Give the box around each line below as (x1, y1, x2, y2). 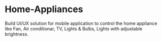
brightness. (5, 31, 29, 37)
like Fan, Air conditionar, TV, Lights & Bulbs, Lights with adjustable (5, 25, 143, 31)
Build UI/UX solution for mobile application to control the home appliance (5, 20, 157, 26)
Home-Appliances (5, 4, 83, 15)
